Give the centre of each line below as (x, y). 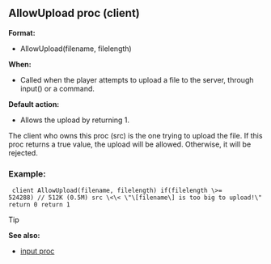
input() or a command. (57, 88)
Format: (22, 32)
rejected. (23, 152)
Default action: (34, 104)
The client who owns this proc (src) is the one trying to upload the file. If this (135, 135)
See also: (24, 236)
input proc (37, 251)
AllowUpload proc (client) (74, 13)
